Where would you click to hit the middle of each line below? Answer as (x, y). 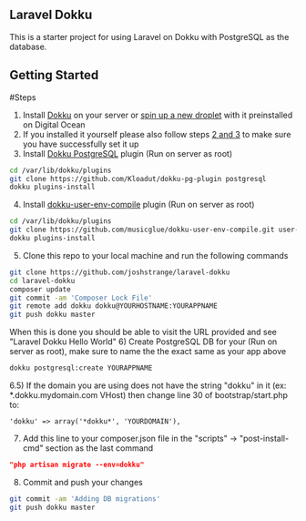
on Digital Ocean (54, 124)
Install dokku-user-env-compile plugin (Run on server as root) (138, 205)
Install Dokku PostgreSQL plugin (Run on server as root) (127, 153)
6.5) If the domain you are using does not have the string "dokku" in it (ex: (148, 385)
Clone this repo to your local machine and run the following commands (155, 255)
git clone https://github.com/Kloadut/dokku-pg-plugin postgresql (138, 179)
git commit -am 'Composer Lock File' (81, 298)
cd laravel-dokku (42, 281)
